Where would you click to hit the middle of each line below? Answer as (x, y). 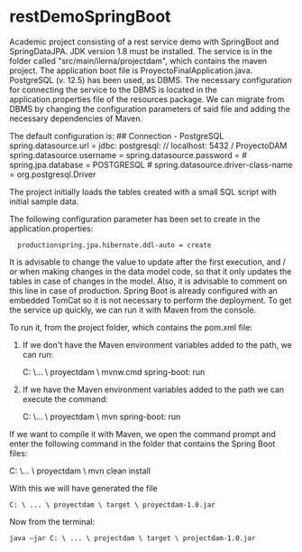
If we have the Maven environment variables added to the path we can (153, 389)
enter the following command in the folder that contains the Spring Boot (142, 444)
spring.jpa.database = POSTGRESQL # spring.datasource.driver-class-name (151, 164)
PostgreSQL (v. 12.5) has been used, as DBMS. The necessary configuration (151, 80)
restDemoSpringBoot (90, 17)
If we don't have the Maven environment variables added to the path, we (157, 344)
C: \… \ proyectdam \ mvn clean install (80, 471)
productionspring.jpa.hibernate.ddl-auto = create (114, 245)
